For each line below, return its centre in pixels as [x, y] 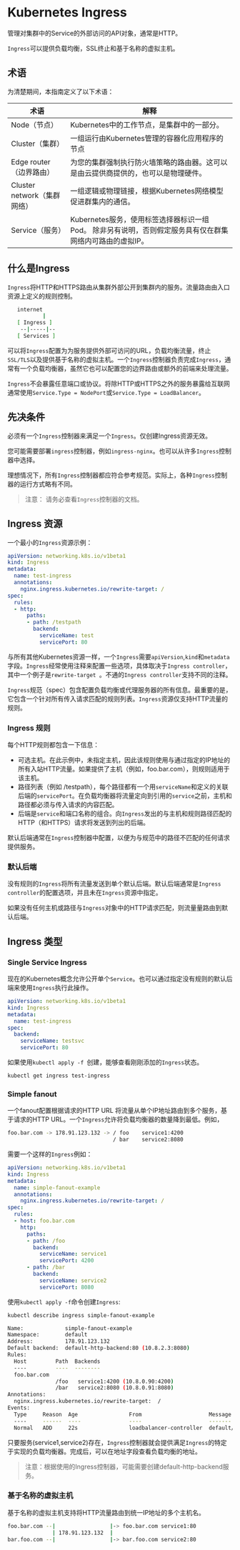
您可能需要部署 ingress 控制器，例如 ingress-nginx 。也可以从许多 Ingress [113, 451]
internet [30, 309]
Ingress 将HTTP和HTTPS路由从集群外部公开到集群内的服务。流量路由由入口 [119, 287]
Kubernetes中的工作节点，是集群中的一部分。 [147, 124]
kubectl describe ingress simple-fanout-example [81, 1315]
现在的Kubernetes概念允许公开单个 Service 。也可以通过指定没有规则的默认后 [120, 979]
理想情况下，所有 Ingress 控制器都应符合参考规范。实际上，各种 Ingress [111, 475]
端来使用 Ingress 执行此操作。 [50, 988]
